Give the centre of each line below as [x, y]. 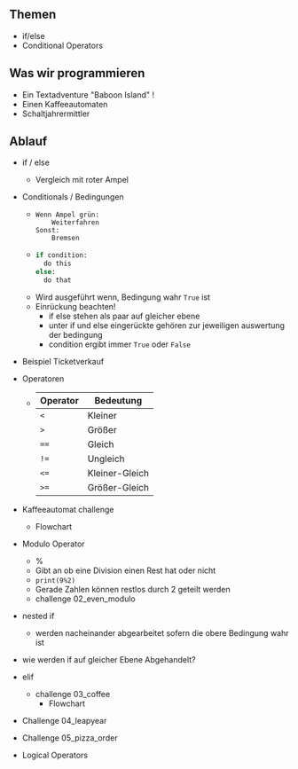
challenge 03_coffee [73, 694]
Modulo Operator [54, 544]
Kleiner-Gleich [118, 473]
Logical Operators [55, 755]
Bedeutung [118, 400]
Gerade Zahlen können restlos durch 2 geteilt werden [133, 589]
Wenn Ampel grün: [67, 215]
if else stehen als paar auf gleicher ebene [124, 316]
